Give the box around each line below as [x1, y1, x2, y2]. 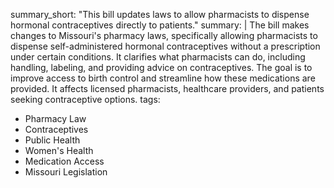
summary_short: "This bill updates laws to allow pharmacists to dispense [10, 9, 310, 20]
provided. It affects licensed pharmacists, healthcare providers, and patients [10, 83, 325, 94]
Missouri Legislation [24, 166, 108, 178]
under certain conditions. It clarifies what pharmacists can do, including [10, 51, 306, 63]
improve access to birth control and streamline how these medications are [10, 72, 316, 84]
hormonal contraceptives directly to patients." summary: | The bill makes [10, 19, 310, 31]
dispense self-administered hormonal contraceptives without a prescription [10, 40, 321, 52]
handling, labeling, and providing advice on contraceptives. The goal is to [10, 62, 313, 73]
